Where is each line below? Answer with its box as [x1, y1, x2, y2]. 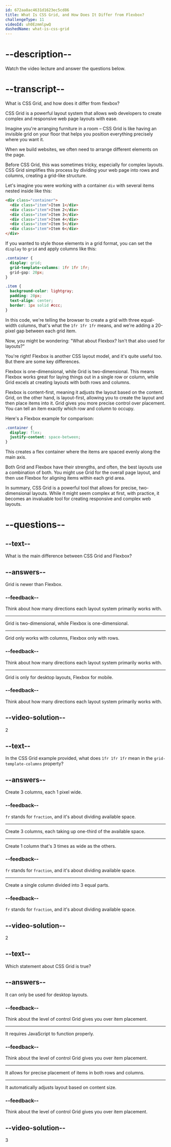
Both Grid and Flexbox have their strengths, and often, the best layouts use [5, 464, 162, 470]
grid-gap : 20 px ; [10, 269, 44, 275]
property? [43, 760, 64, 767]
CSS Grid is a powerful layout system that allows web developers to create [5, 110, 162, 116]
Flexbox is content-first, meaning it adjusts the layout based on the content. [5, 389, 164, 395]
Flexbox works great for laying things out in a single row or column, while [5, 374, 159, 380]
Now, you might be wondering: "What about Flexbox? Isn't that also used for [5, 338, 165, 344]
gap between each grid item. [16, 328, 77, 334]
